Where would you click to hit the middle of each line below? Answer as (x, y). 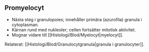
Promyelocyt (24, 8)
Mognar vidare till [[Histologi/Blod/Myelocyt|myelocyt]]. (67, 35)
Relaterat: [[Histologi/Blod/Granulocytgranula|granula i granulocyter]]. (74, 44)
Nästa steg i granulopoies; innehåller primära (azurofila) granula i (77, 19)
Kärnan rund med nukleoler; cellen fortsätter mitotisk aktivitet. (74, 30)
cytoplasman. (25, 25)
